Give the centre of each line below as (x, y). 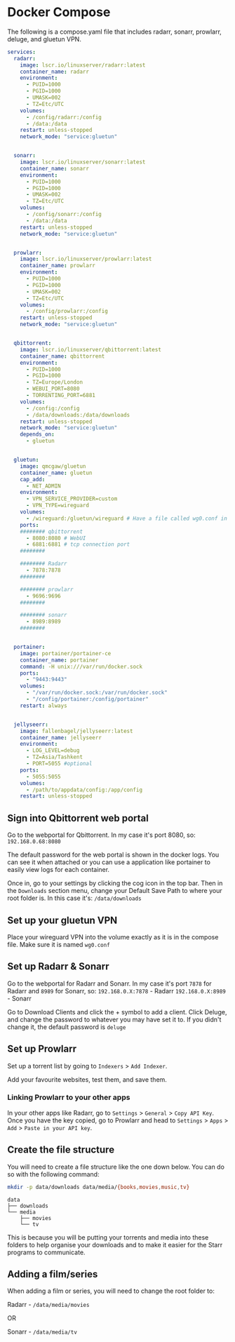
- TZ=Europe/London (54, 382)
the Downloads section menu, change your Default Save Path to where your (115, 891)
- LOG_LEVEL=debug (53, 751)
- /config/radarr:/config (63, 117)
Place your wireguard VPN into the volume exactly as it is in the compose (113, 937)
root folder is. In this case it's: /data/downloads (74, 898)
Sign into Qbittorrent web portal (78, 818)
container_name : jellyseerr (61, 737)
